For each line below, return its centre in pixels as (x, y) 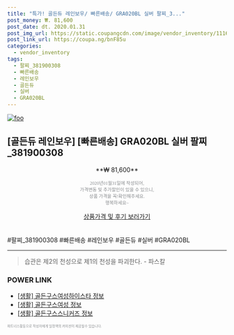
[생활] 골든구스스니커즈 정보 (55, 313)
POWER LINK (30, 280)
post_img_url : (28, 33)
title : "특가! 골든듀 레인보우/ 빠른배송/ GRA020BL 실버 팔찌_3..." (96, 14)
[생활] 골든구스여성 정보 (49, 305)
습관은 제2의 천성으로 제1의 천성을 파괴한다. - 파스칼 (95, 261)
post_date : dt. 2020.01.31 (46, 27)
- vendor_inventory (42, 53)
